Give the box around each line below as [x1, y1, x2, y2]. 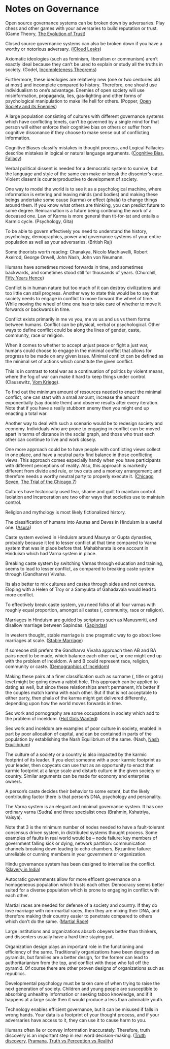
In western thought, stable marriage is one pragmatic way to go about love [5, 632, 161, 638]
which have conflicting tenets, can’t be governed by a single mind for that [5, 118, 159, 124]
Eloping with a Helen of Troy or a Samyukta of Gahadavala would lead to [5, 586, 156, 592]
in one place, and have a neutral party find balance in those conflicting [5, 452, 153, 458]
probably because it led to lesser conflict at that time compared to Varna [5, 539, 157, 546]
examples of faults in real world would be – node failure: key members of [5, 835, 157, 841]
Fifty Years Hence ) [5, 275, 45, 281]
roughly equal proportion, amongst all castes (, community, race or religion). [5, 607, 164, 613]
